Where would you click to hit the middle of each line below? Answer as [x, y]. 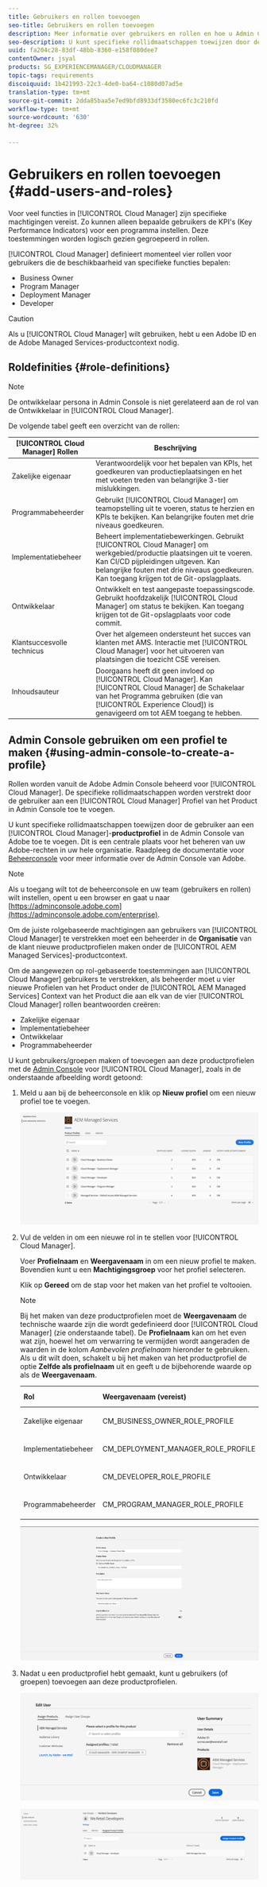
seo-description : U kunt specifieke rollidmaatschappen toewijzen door [129, 42]
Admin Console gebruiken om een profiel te [118, 740]
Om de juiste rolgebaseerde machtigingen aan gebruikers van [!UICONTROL [133, 930]
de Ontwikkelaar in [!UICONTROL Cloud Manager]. [91, 410]
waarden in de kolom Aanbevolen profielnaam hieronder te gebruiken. [135, 1349]
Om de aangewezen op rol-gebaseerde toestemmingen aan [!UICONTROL [130, 970]
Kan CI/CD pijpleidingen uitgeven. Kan [157, 561]
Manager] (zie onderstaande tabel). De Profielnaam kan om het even [133, 1332]
